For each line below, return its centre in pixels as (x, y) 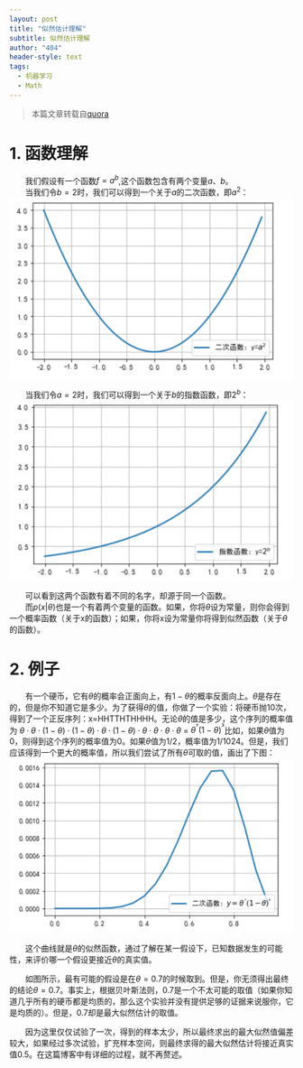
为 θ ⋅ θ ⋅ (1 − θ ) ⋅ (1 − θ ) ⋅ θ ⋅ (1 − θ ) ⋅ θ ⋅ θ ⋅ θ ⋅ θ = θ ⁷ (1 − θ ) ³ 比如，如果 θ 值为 (147, 729)
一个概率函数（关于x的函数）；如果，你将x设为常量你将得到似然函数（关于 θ (148, 618)
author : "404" (36, 48)
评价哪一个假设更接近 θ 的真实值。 (95, 960)
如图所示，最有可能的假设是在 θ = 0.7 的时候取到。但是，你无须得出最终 (157, 979)
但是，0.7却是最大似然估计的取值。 (118, 1012)
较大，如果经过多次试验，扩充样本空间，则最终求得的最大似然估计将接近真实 (151, 1043)
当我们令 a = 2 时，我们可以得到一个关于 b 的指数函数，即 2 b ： (137, 394)
